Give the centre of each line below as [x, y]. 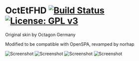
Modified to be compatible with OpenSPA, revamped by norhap [70, 44]
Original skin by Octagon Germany [40, 34]
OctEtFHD [26, 11]
